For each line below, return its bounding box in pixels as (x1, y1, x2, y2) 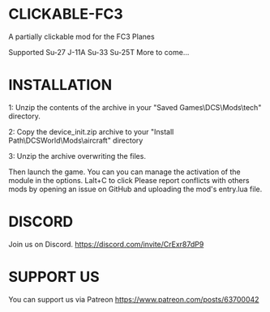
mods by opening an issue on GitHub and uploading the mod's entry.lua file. (8, 184, 263, 194)
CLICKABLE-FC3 (8, 5, 123, 24)
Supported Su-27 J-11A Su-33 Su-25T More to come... (8, 47, 190, 57)
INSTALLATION (8, 76, 112, 94)
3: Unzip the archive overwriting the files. (8, 151, 146, 160)
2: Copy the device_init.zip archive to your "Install (8, 126, 174, 136)
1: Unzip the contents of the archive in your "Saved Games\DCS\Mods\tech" (8, 102, 262, 112)
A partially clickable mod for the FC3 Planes (8, 32, 156, 41)
